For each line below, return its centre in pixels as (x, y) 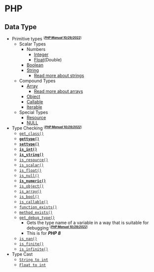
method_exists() (36, 213)
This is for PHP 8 (44, 233)
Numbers (36, 49)
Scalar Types (33, 44)
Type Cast (22, 254)
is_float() (30, 171)
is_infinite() (34, 249)
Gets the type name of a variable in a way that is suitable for (88, 223)
